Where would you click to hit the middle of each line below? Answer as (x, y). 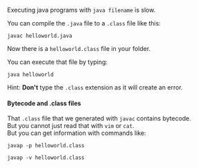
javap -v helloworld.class (46, 158)
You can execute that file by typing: (58, 62)
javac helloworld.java (40, 36)
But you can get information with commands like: (77, 133)
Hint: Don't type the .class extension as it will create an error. (95, 87)
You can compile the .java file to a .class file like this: (84, 23)
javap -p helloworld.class (46, 146)
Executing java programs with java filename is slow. (81, 10)
